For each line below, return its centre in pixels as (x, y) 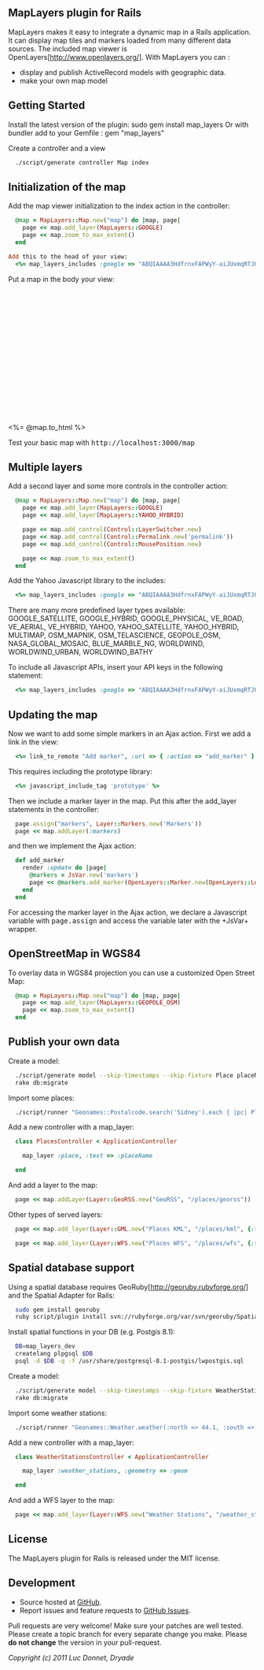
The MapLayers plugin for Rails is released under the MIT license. (114, 1558)
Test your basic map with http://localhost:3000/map (101, 442)
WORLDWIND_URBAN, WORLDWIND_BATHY (81, 652)
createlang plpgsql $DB (54, 1354)
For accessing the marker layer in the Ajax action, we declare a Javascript (128, 912)
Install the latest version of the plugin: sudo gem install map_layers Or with (128, 124)
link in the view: (33, 742)
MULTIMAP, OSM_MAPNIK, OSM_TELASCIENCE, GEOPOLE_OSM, (115, 635)
